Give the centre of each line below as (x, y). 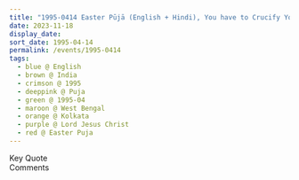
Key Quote (28, 158)
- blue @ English (49, 67)
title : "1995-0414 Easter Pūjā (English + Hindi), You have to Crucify (145, 17)
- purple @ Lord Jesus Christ (73, 125)
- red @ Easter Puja (55, 133)
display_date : (36, 34)
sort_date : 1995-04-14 (51, 42)
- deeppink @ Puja (52, 91)
